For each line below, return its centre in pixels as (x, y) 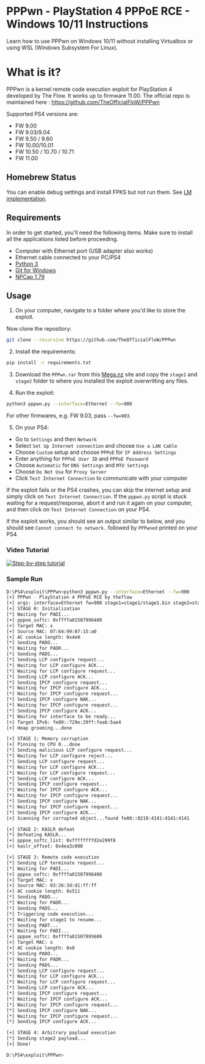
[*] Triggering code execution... (50, 914)
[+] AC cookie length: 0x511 (43, 891)
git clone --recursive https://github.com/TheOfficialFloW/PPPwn (91, 340)
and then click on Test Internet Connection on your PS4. (78, 509)
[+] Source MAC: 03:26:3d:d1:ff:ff (52, 886)
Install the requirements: (45, 351)
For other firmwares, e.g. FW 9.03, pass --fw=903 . (69, 415)
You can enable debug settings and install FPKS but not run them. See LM (99, 192)
